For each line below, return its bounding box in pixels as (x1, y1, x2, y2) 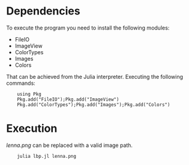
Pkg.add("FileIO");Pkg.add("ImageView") (17, 96, 119, 102)
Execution (6, 122, 58, 135)
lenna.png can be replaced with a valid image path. (6, 142, 133, 149)
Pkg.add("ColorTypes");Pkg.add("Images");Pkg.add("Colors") (17, 101, 170, 108)
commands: (6, 79, 36, 87)
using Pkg (17, 91, 42, 97)
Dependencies (6, 4, 80, 18)
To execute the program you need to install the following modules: (6, 24, 170, 31)
